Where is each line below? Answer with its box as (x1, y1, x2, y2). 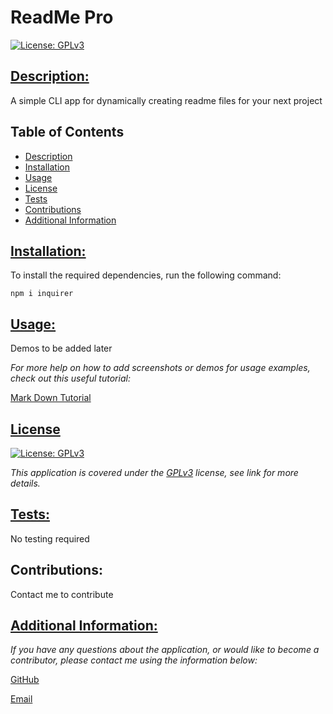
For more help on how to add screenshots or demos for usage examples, (10, 362, 311, 374)
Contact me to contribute (10, 588, 114, 600)
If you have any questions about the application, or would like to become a (10, 644, 320, 656)
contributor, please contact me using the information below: (10, 654, 258, 666)
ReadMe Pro (10, 6, 114, 29)
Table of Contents (10, 124, 125, 141)
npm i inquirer (10, 289, 74, 299)
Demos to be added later (10, 342, 113, 355)
